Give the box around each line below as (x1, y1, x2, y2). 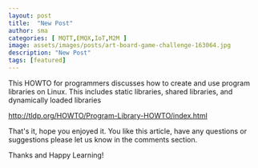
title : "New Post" (8, 19, 74, 27)
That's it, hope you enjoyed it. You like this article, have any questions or (8, 126, 248, 136)
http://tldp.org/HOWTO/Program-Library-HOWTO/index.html (8, 110, 208, 120)
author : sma (8, 26, 48, 34)
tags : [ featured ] (8, 57, 67, 65)
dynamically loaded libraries (8, 95, 102, 105)
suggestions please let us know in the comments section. (8, 134, 198, 144)
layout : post (8, 11, 52, 20)
